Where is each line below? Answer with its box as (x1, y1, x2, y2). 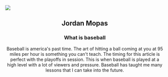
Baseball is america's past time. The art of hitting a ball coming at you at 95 (7, 45, 163, 52)
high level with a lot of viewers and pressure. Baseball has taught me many (7, 61, 162, 67)
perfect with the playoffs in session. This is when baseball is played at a (10, 56, 159, 62)
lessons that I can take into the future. (45, 67, 125, 73)
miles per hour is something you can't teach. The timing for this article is (9, 51, 160, 57)
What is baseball (64, 34, 106, 41)
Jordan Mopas (61, 19, 108, 28)
